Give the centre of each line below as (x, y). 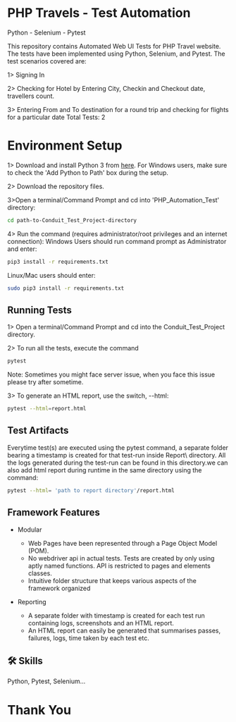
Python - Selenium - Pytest (46, 32)
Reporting (32, 601)
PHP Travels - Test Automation (99, 13)
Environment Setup (65, 146)
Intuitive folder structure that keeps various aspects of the (112, 580)
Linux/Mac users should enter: (51, 275)
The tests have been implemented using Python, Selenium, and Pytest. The (116, 54)
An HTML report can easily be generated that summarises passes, (124, 630)
